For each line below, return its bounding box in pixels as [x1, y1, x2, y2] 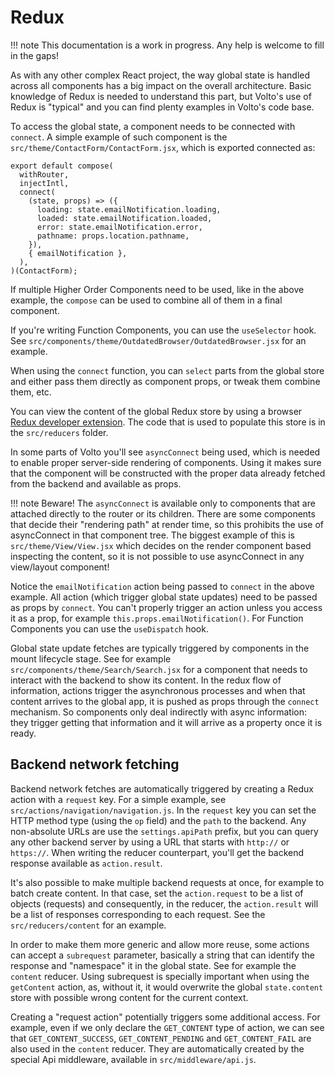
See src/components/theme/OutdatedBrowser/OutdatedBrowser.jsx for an [10, 334, 307, 346]
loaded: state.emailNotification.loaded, [36, 213, 213, 223]
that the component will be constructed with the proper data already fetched [10, 467, 326, 479]
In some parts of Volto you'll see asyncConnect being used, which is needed [10, 446, 321, 458]
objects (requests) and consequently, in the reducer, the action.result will [10, 897, 319, 910]
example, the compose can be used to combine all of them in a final [10, 294, 283, 306]
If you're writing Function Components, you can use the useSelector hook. [10, 324, 317, 336]
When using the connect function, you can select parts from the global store [10, 364, 325, 376]
